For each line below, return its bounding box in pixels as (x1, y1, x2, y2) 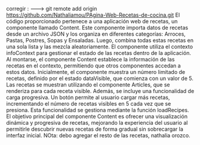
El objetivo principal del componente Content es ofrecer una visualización (6, 113, 188, 120)
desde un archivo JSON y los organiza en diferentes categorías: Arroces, (6, 30, 186, 38)
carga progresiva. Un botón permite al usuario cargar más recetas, (6, 94, 170, 101)
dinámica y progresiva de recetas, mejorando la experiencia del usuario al (6, 119, 188, 126)
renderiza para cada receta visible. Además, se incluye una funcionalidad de (6, 88, 195, 94)
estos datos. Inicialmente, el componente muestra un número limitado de (6, 69, 186, 75)
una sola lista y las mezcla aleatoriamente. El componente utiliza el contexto (6, 43, 193, 50)
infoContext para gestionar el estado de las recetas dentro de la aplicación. (6, 50, 191, 56)
